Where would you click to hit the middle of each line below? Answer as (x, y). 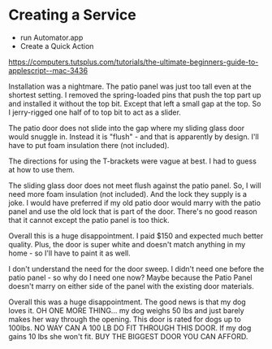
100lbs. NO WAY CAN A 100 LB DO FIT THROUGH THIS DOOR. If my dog (130, 328)
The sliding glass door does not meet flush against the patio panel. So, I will (135, 185)
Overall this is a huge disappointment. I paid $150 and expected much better (136, 236)
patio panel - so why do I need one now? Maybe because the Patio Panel (131, 277)
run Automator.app (52, 37)
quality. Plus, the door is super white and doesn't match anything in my (127, 244)
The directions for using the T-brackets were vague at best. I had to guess (133, 161)
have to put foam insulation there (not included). (89, 145)
